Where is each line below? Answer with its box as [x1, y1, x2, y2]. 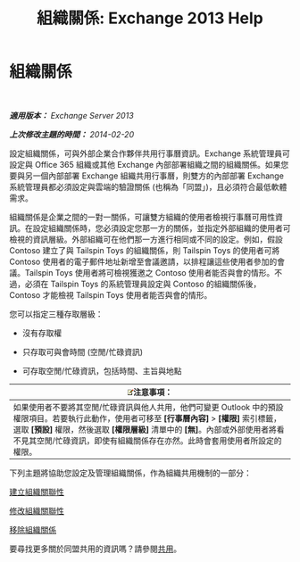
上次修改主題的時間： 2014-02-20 [9, 128, 135, 139]
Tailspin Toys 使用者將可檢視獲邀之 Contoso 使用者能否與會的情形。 [24, 267, 275, 277]
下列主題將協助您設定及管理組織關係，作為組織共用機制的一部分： [9, 467, 252, 478]
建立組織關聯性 [9, 487, 64, 498]
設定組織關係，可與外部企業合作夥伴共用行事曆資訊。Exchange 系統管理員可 [9, 148, 290, 159]
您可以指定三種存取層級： [9, 309, 104, 319]
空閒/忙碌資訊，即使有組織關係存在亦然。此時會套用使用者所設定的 [36, 434, 283, 446]
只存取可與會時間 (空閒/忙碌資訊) [21, 346, 143, 357]
